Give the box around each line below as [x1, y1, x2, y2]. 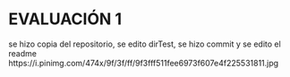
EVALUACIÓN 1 [8, 9, 123, 30]
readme [8, 47, 38, 58]
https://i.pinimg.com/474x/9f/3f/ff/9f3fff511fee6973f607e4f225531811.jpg [8, 57, 279, 68]
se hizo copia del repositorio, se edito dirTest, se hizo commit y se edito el [8, 38, 281, 49]
